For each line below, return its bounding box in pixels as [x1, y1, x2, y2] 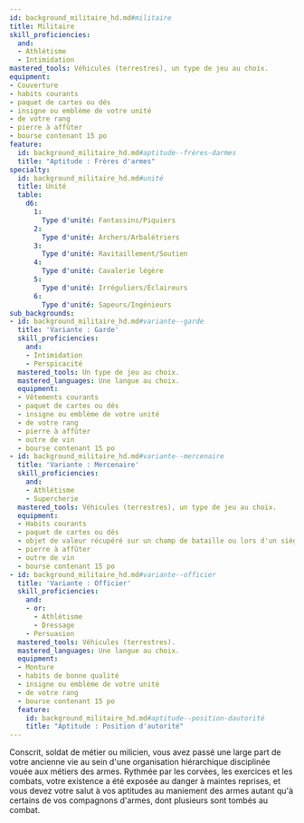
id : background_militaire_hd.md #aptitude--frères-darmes [17, 148, 237, 157]
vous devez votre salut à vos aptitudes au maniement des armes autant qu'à [9, 786, 294, 797]
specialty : [9, 165, 51, 174]
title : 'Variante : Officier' [17, 578, 131, 588]
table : [17, 191, 43, 200]
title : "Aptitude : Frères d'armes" [17, 156, 156, 166]
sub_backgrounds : [9, 309, 75, 318]
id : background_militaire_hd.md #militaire [9, 13, 172, 23]
